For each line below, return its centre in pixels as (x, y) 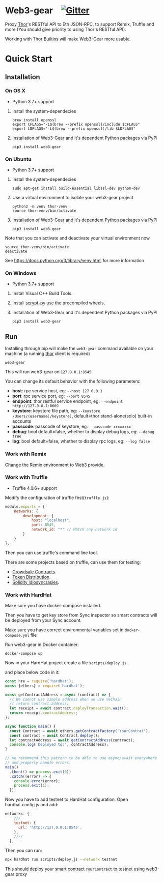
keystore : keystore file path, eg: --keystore (56, 411)
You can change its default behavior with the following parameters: (73, 382)
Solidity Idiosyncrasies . (36, 582)
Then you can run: (24, 851)
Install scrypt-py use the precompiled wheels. (58, 303)
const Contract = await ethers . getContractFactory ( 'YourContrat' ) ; (80, 731)
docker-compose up (24, 653)
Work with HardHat (28, 595)
